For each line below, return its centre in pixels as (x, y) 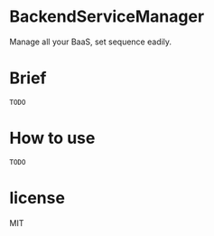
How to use (52, 138)
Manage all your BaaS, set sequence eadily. (91, 42)
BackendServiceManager (107, 17)
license (37, 198)
